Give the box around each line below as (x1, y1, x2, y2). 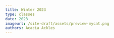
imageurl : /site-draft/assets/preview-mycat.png (5, 21, 109, 26)
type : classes (5, 12, 35, 17)
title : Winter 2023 (5, 7, 46, 12)
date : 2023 (5, 16, 28, 21)
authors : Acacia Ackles (5, 26, 55, 31)
